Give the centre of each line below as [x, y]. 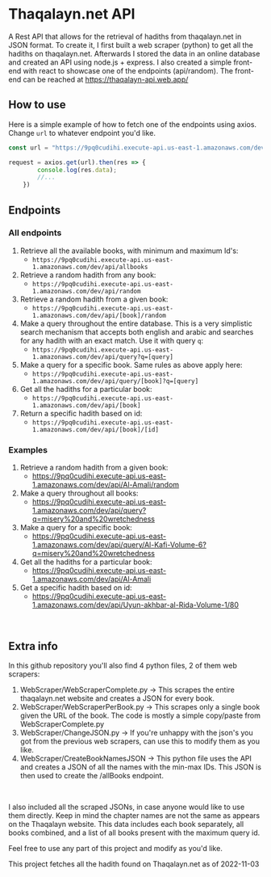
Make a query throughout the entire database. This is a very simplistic [136, 323]
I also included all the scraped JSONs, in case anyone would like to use [127, 807]
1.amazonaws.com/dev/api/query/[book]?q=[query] [115, 381]
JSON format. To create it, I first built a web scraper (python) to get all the [131, 44]
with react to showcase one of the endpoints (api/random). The [128, 70]
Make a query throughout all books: [79, 493]
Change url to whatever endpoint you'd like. [82, 133]
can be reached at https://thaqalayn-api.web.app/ [106, 79]
